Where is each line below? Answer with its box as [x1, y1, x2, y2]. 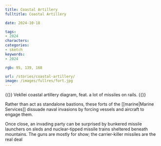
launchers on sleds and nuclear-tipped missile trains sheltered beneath [5, 126, 148, 132]
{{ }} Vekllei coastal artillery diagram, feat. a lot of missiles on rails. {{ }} [5, 92, 146, 98]
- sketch [5, 47, 23, 52]
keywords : [5, 52, 25, 56]
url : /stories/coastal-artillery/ [5, 74, 76, 79]
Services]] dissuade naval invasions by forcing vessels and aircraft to [5, 107, 144, 112]
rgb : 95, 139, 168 [5, 65, 42, 70]
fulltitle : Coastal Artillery [5, 12, 67, 17]
